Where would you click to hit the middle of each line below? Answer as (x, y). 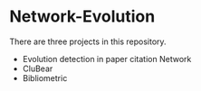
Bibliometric (45, 77)
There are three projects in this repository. (88, 41)
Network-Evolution (82, 17)
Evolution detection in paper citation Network (107, 59)
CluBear (38, 68)
